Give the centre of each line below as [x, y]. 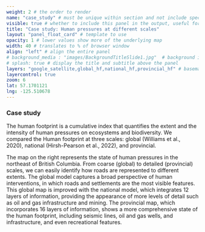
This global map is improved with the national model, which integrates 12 [98, 190]
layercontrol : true [31, 74]
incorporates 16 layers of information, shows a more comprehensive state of [102, 209]
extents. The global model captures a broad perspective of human [89, 177]
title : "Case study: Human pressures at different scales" [83, 29]
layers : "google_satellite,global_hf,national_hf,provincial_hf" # [94, 69]
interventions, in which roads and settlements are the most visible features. [101, 183]
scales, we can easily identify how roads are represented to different [92, 170]
